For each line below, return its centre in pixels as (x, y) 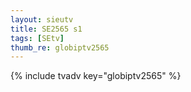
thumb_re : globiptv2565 (60, 47)
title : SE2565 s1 (46, 29)
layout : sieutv (42, 19)
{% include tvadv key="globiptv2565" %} (96, 76)
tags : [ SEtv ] (37, 38)
